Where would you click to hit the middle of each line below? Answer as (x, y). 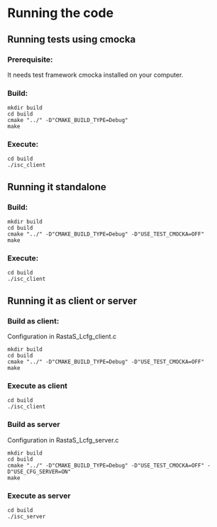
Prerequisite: (30, 60)
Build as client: (33, 321)
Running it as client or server (72, 300)
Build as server (34, 425)
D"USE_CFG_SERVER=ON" (39, 472)
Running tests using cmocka (72, 39)
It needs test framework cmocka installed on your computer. (95, 74)
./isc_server (27, 517)
